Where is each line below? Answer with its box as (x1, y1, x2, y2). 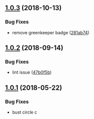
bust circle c (12, 109, 38, 115)
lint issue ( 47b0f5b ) (12, 69, 52, 75)
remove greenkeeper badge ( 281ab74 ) (12, 29, 90, 36)
